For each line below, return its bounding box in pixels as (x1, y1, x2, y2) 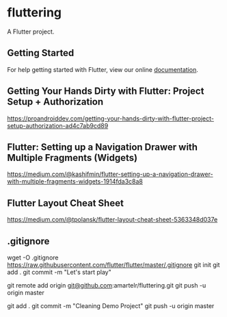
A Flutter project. (7, 27, 55, 36)
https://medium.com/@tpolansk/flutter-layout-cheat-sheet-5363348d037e (7, 216, 218, 224)
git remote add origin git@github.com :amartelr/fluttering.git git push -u (7, 281, 206, 289)
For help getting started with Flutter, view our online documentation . (7, 65, 198, 73)
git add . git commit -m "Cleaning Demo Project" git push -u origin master (7, 302, 215, 309)
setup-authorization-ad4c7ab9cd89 (7, 121, 109, 129)
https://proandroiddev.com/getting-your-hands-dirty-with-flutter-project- (7, 114, 214, 123)
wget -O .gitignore (7, 253, 59, 262)
